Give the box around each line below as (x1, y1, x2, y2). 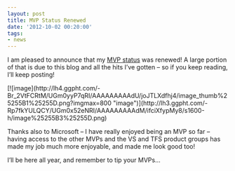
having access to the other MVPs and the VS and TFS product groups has (7, 135, 221, 144)
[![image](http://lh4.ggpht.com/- (7, 84, 100, 93)
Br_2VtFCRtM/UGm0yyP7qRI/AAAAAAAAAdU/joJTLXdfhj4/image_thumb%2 (7, 92, 228, 100)
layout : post (7, 10, 46, 18)
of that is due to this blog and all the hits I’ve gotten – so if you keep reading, (7, 63, 228, 71)
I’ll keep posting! (7, 71, 55, 79)
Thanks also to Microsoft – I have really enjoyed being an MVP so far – (7, 128, 210, 136)
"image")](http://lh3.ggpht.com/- (113, 99, 208, 107)
